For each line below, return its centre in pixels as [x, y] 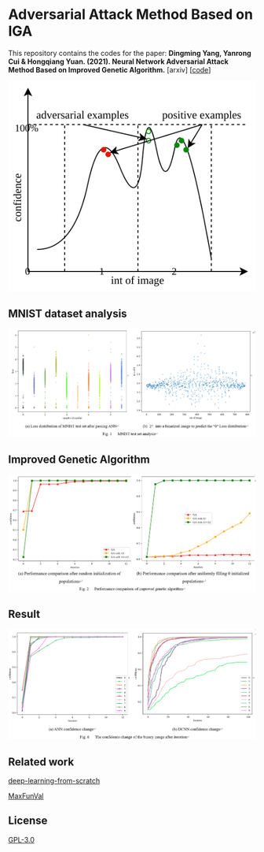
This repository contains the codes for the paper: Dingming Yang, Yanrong [130, 53]
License [28, 821]
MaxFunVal [26, 796]
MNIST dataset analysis [68, 313]
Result [24, 614]
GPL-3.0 [22, 839]
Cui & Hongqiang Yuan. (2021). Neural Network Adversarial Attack [119, 61]
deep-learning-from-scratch [54, 780]
